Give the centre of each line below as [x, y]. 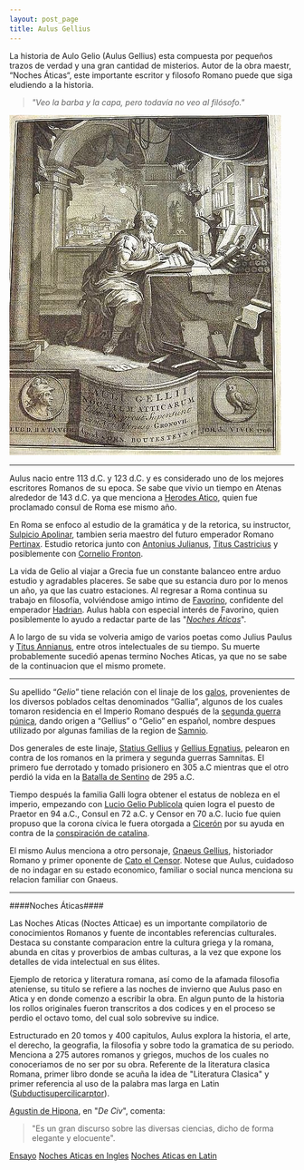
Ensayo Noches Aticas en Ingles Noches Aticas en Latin [113, 1155]
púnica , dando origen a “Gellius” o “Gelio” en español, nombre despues [142, 720]
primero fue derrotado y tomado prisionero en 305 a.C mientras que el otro [149, 767]
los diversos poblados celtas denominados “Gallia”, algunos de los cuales [146, 701]
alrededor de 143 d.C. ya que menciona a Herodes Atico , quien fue [133, 497]
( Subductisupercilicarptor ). [60, 1093]
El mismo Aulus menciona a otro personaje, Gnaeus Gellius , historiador [142, 850]
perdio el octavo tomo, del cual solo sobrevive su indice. [114, 1018]
